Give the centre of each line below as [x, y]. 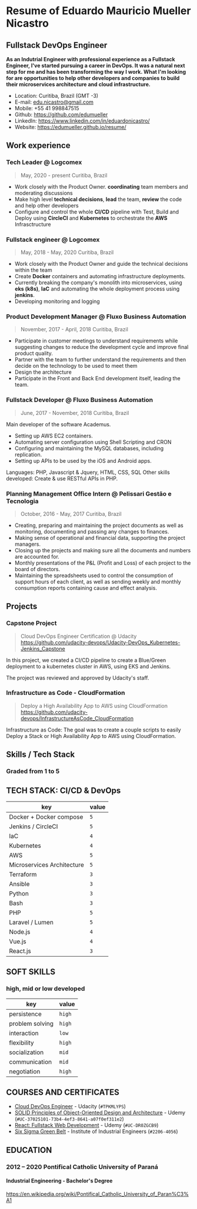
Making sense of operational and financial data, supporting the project [100, 538]
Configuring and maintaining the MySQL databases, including [89, 448]
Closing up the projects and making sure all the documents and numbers [103, 550]
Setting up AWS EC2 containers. [54, 436]
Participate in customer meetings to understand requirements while [96, 341]
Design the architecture [43, 372]
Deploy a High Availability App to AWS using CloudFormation [94, 706]
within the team [33, 270]
